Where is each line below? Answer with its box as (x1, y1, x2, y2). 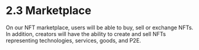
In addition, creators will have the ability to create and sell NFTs (6, 30, 166, 37)
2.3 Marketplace (6, 4, 92, 18)
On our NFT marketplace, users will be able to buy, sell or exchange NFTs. (6, 24, 194, 31)
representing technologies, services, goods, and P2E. (6, 37, 142, 44)
